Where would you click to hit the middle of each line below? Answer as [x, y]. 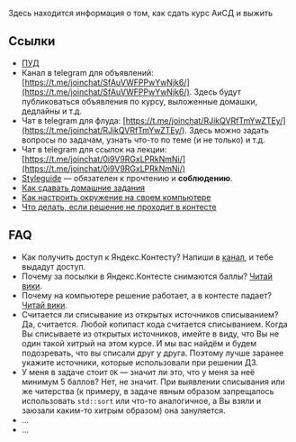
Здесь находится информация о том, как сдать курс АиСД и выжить [141, 13]
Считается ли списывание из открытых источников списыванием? [150, 314]
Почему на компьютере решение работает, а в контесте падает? [146, 295]
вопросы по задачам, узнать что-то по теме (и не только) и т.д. [144, 140]
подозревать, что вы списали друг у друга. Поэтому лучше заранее [152, 353]
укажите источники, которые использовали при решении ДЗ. [139, 362]
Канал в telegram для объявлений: [87, 72]
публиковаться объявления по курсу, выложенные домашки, [139, 101]
